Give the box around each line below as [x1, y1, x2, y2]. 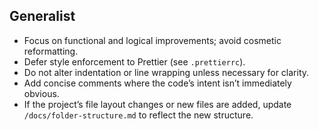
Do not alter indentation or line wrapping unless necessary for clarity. [23, 66, 310, 78]
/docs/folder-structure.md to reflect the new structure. [23, 109, 254, 121]
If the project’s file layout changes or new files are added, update [23, 98, 292, 110]
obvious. [23, 87, 60, 99]
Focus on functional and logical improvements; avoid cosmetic [23, 34, 282, 46]
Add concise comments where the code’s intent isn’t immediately [23, 77, 292, 89]
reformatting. [23, 45, 79, 57]
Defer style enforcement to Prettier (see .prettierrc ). [23, 55, 246, 68]
